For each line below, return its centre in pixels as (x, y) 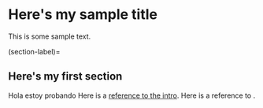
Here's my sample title (83, 15)
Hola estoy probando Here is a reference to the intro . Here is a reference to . (132, 95)
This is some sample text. (50, 36)
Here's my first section (65, 76)
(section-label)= (34, 51)
